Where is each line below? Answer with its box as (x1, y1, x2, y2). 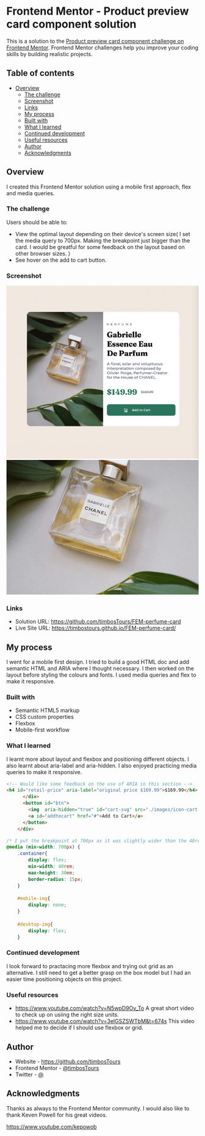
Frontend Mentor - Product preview (6, 4, 189, 18)
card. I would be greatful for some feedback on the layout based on (15, 243, 185, 251)
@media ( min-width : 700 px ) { (6, 844, 81, 850)
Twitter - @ (15, 1071, 44, 1078)
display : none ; (28, 902, 67, 908)
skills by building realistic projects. (6, 50, 93, 57)
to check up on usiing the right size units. (15, 1011, 119, 1018)
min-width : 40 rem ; (28, 863, 75, 870)
